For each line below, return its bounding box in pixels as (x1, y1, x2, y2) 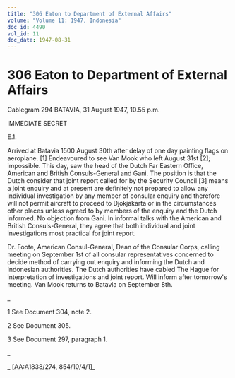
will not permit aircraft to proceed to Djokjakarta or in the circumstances (7, 199, 217, 208)
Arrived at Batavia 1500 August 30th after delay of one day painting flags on (7, 146, 229, 155)
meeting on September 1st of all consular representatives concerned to (7, 250, 214, 259)
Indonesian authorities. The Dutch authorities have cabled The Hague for (7, 266, 219, 274)
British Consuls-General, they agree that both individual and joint (7, 222, 195, 230)
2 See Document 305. (7, 321, 71, 330)
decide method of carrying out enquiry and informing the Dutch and (7, 258, 205, 266)
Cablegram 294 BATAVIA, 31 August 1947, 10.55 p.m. (7, 105, 160, 114)
